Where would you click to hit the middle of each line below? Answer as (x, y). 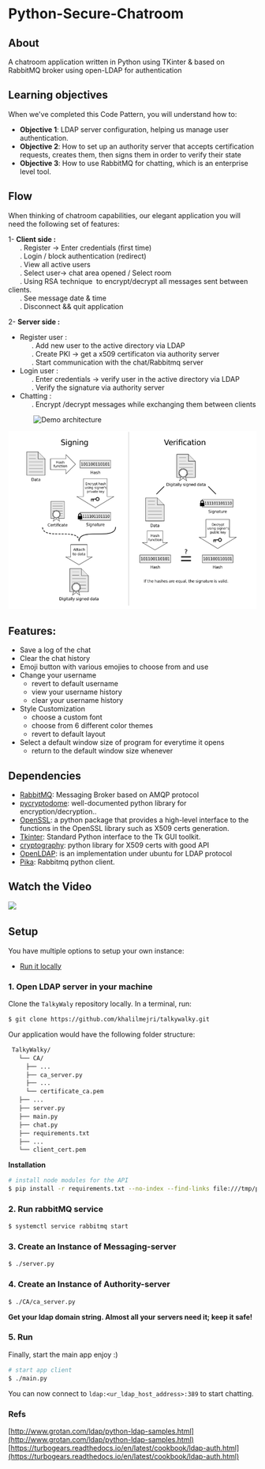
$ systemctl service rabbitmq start (68, 1226)
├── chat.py (38, 1125)
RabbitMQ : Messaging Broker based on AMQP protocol (109, 795)
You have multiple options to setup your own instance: (96, 950)
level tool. (35, 172)
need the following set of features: (64, 224)
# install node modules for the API (68, 1180)
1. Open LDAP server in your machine (80, 987)
